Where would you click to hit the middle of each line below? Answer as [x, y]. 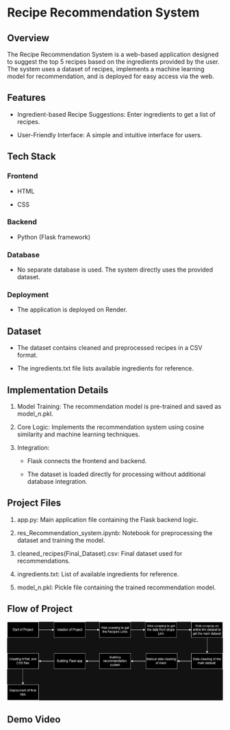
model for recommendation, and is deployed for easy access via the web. [111, 76]
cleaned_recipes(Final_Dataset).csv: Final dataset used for [100, 553]
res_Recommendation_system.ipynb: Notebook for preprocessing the [115, 532]
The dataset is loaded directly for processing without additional [116, 474]
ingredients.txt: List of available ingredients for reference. [98, 574]
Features [26, 98]
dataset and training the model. [61, 540]
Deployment [28, 295]
